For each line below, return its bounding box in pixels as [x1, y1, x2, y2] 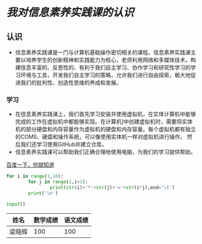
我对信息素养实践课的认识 [6, 5, 135, 19]
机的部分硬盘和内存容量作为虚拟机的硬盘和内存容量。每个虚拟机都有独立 [15, 125, 196, 133]
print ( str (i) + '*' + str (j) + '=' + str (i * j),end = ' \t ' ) [49, 185, 175, 191]
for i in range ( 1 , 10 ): [6, 173, 64, 179]
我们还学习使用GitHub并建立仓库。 [20, 140, 107, 148]
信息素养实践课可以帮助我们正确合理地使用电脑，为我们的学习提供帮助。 [15, 148, 196, 156]
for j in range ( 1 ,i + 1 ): [28, 179, 88, 185]
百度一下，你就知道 [6, 161, 55, 168]
